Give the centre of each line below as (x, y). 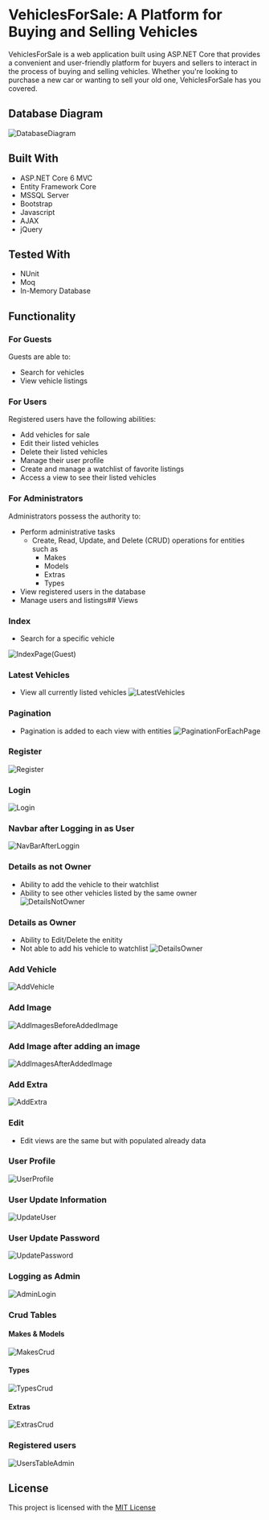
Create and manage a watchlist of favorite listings (102, 469)
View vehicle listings (54, 381)
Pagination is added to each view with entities (96, 731)
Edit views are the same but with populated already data (113, 1140)
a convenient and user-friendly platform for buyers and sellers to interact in (133, 63)
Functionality (42, 316)
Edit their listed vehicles (59, 444)
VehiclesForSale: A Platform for (115, 15)
